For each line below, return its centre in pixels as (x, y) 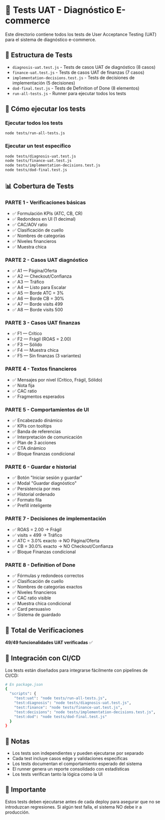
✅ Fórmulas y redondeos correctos (48, 576)
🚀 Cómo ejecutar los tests (45, 109)
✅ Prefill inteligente (32, 506)
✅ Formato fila (27, 500)
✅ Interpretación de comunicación (47, 437)
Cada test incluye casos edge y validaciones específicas (70, 759)
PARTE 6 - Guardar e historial (41, 467)
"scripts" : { (23, 694)
